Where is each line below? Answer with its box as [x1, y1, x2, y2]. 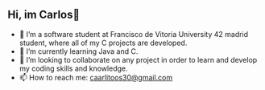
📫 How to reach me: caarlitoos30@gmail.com [19, 72, 173, 82]
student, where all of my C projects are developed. [19, 38, 188, 47]
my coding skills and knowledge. [19, 63, 128, 73]
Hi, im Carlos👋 [7, 8, 81, 22]
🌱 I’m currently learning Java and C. [19, 46, 139, 56]
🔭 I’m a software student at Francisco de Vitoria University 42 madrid [19, 29, 249, 39]
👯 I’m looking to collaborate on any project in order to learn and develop [19, 55, 258, 64]
